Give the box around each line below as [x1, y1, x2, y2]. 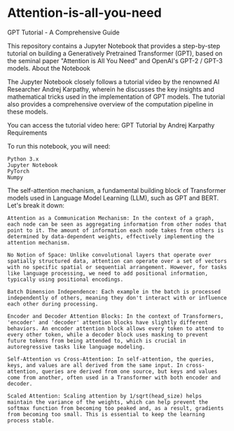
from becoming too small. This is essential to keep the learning [7, 411, 205, 418]
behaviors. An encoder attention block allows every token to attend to [7, 324, 224, 332]
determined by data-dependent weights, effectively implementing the [7, 233, 215, 240]
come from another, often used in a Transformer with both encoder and [7, 374, 221, 381]
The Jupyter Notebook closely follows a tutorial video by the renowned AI [7, 77, 220, 85]
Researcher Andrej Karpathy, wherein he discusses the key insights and [7, 85, 215, 93]
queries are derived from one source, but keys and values [41, 368, 218, 375]
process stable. [7, 417, 55, 424]
